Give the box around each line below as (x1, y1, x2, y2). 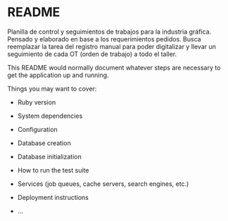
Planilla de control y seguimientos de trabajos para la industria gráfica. (7, 27, 212, 36)
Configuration (17, 125, 58, 133)
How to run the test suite (17, 166, 89, 174)
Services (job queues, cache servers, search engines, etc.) (17, 180, 189, 188)
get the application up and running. (7, 71, 109, 79)
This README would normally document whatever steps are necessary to (7, 63, 221, 72)
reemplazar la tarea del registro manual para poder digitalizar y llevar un (7, 42, 217, 51)
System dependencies (17, 112, 83, 120)
